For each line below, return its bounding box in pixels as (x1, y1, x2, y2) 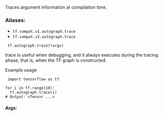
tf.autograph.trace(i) (10, 90, 57, 95)
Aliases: (5, 17, 26, 24)
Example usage (5, 67, 37, 73)
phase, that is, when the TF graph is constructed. (5, 57, 107, 63)
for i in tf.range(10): (5, 85, 55, 91)
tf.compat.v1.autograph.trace (12, 29, 76, 34)
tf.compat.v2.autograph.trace (12, 35, 76, 40)
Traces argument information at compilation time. (5, 5, 107, 10)
